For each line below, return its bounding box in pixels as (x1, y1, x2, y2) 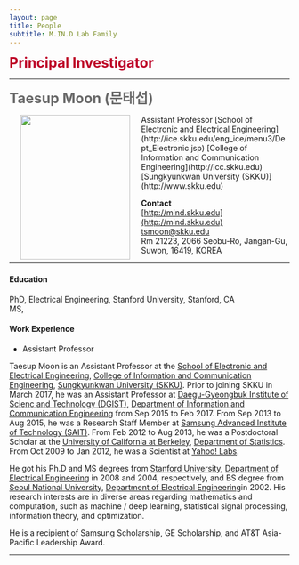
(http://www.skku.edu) (141, 181, 224, 191)
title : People (9, 21, 62, 30)
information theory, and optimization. (9, 510, 145, 521)
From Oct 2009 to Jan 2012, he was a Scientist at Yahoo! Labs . (9, 446, 240, 456)
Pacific (9, 537, 35, 547)
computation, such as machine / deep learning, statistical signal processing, (9, 500, 288, 512)
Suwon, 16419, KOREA (141, 246, 222, 256)
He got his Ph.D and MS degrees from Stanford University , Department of (9, 463, 279, 473)
